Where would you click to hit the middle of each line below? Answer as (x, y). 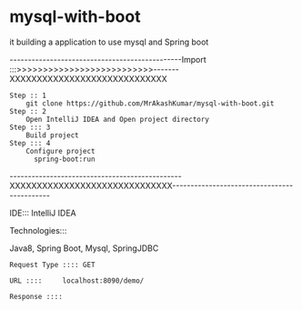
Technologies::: (38, 230)
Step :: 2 (28, 111)
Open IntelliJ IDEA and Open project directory (117, 119)
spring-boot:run (64, 159)
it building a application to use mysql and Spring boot (109, 42)
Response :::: (36, 296)
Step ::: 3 (30, 127)
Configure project (60, 151)
